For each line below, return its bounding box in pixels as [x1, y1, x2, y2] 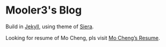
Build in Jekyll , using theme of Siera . [5, 23, 94, 30]
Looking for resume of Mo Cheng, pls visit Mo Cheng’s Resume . [5, 34, 160, 41]
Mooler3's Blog [5, 4, 82, 17]
